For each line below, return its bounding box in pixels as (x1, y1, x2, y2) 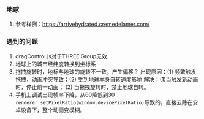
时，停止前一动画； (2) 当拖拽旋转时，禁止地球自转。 (15, 83, 149, 90)
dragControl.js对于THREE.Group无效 (15, 52, 107, 60)
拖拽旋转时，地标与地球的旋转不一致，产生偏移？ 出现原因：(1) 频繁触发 (15, 67, 197, 75)
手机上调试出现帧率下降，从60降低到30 (15, 91, 115, 98)
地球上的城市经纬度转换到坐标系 (15, 60, 96, 67)
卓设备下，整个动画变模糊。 (15, 106, 86, 113)
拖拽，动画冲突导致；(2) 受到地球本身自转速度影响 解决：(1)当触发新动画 (15, 75, 198, 83)
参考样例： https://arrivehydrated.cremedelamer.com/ (15, 20, 150, 28)
